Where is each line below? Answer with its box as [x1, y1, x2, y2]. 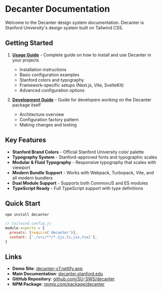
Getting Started [5, 39, 53, 47]
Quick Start [5, 199, 41, 208]
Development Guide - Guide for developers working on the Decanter [12, 97, 152, 103]
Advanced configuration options [19, 87, 85, 93]
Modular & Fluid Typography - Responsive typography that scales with [12, 159, 157, 165]
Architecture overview [19, 111, 65, 117]
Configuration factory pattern [19, 116, 79, 123]
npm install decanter [5, 212, 49, 217]
